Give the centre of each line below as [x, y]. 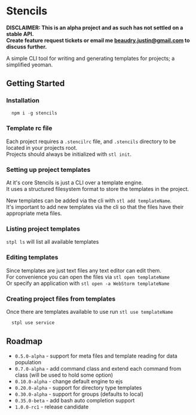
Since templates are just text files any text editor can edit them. [84, 270]
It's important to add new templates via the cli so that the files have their [95, 207]
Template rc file [29, 128]
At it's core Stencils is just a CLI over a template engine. [75, 183]
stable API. [20, 34]
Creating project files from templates [61, 299]
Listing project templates [43, 229]
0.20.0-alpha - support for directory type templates [78, 387]
